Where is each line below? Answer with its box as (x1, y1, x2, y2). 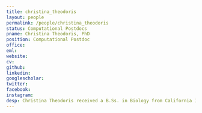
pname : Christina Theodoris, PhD (6, 31, 90, 37)
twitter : (6, 81, 28, 87)
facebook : (6, 87, 31, 93)
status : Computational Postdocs (6, 25, 87, 32)
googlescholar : (6, 75, 44, 81)
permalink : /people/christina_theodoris (6, 20, 109, 26)
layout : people (6, 14, 44, 20)
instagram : (6, 92, 34, 98)
